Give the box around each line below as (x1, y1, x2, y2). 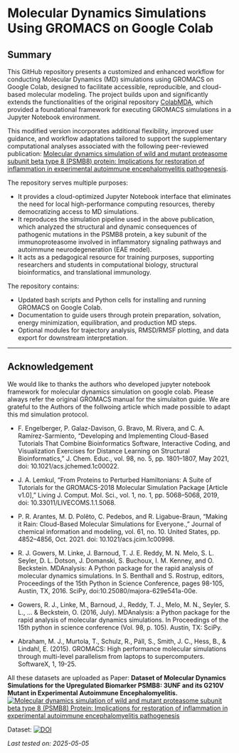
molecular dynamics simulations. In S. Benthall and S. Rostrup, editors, (17, 571, 225, 580)
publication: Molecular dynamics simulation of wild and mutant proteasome (7, 150, 228, 158)
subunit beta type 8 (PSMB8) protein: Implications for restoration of (7, 157, 205, 165)
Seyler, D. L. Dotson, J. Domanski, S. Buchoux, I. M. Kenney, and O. (17, 556, 215, 565)
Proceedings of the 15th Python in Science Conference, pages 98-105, (17, 579, 225, 588)
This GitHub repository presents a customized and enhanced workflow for (7, 68, 225, 76)
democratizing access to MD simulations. (17, 208, 139, 215)
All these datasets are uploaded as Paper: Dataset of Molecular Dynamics (7, 673, 226, 682)
